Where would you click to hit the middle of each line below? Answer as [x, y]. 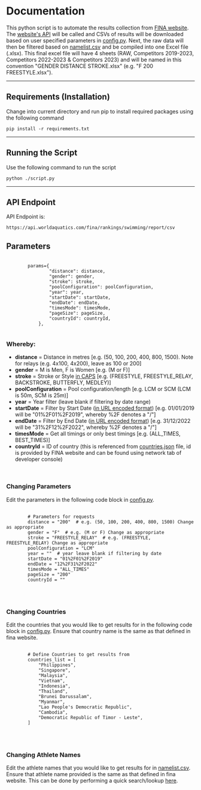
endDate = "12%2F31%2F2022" [63, 564]
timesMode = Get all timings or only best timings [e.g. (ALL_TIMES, [98, 434]
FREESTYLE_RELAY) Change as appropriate [57, 543]
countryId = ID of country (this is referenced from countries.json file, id [103, 446]
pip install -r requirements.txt [48, 129]
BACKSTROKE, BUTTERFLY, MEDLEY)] [63, 383]
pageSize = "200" [49, 574]
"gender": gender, [72, 277]
